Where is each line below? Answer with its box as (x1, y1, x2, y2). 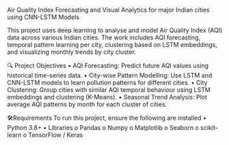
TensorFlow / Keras (28, 131, 83, 139)
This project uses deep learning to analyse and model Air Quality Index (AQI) (7, 27, 223, 34)
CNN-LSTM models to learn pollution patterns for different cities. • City (7, 78, 208, 86)
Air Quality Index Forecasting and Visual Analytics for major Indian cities (7, 6, 210, 14)
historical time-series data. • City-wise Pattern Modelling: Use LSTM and (7, 71, 213, 79)
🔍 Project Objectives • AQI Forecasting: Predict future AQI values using (7, 61, 209, 69)
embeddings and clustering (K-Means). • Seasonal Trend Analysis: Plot (7, 93, 207, 101)
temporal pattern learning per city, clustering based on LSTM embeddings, (7, 41, 217, 48)
